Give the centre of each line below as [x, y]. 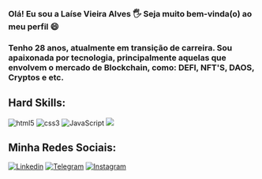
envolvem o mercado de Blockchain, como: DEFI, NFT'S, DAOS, [131, 67]
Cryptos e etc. [36, 77]
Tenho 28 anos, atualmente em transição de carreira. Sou [120, 47]
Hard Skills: [37, 103]
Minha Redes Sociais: [62, 148]
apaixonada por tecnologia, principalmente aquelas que [117, 58]
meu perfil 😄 [34, 26]
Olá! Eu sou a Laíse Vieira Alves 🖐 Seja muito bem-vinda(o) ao [130, 13]
